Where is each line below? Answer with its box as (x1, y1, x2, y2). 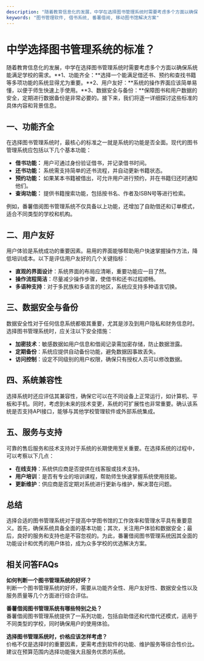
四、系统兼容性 (6, 375, 63, 385)
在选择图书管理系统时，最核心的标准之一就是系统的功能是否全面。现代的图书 (6, 139, 198, 146)
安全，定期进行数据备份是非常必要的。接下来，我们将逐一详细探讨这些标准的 (6, 94, 198, 102)
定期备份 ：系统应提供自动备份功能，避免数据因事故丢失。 (15, 348, 159, 355)
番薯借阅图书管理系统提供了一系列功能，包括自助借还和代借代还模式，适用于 (6, 612, 198, 620)
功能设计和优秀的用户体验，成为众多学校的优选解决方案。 (6, 540, 150, 547)
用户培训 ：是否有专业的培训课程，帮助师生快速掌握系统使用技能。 (15, 472, 180, 480)
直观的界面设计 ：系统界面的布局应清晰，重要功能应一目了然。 (15, 268, 170, 275)
